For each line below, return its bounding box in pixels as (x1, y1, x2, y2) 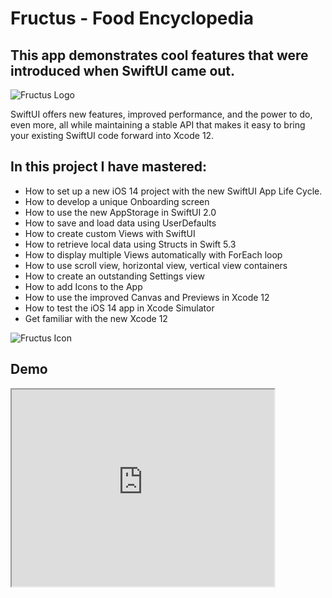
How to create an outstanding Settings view (24, 270, 205, 282)
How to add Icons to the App (24, 280, 143, 292)
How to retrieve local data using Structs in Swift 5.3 (24, 238, 237, 250)
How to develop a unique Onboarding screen (24, 195, 210, 207)
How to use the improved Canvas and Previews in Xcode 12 (24, 291, 270, 303)
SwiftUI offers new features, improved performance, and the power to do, (10, 108, 313, 120)
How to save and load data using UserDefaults (24, 217, 217, 229)
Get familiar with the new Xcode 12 (24, 312, 168, 324)
